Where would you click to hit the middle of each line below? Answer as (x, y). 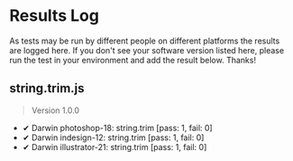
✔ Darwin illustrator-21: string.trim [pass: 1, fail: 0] (114, 147)
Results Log (54, 16)
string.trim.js (47, 88)
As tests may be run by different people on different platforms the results (145, 41)
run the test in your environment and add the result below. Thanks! (133, 60)
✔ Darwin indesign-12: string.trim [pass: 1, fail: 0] (113, 137)
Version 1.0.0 (55, 110)
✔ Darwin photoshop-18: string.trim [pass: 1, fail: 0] (118, 128)
